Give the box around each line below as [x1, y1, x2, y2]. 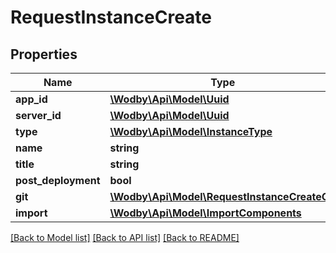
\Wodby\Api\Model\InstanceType [109, 125, 273, 138]
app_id [15, 92, 48, 106]
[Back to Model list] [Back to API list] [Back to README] [10, 232, 240, 243]
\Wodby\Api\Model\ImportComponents [109, 206, 302, 220]
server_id [15, 109, 62, 122]
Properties [10, 46, 78, 63]
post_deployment [15, 174, 101, 187]
